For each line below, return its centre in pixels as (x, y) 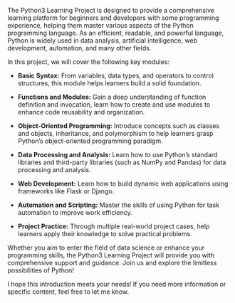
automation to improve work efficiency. (75, 212)
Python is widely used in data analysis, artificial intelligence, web (103, 41)
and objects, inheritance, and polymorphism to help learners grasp (115, 133)
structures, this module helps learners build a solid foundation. (109, 83)
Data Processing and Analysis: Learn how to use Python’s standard (117, 155)
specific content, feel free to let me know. (68, 292)
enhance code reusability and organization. (81, 112)
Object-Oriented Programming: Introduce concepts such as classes (118, 126)
